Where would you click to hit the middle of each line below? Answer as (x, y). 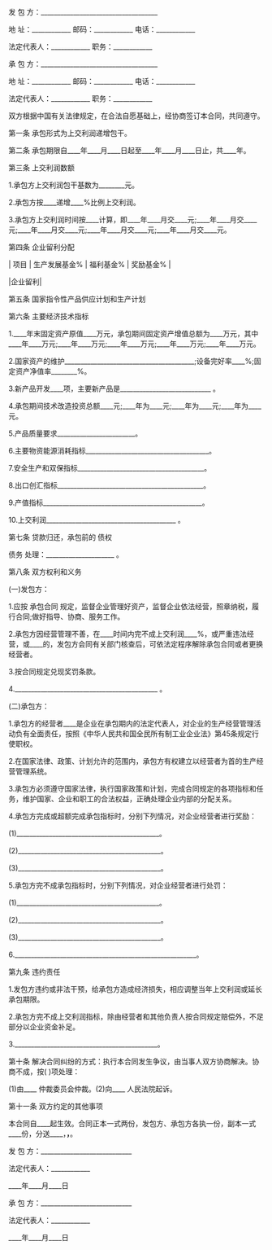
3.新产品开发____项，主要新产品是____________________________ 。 (114, 388)
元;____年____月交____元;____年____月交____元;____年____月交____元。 (120, 230)
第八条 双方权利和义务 (45, 572)
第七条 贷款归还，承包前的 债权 (60, 537)
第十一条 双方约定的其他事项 (56, 1106)
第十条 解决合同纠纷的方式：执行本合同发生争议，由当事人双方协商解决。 (130, 1061)
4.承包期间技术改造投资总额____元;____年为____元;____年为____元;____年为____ (135, 406)
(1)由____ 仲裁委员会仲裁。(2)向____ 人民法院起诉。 (93, 1089)
